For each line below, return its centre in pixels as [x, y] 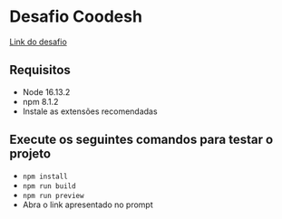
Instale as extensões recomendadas [90, 111]
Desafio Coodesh [76, 17]
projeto [30, 154]
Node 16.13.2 [46, 91]
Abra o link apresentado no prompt [88, 205]
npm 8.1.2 [40, 101]
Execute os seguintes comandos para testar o [141, 140]
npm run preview [53, 195]
